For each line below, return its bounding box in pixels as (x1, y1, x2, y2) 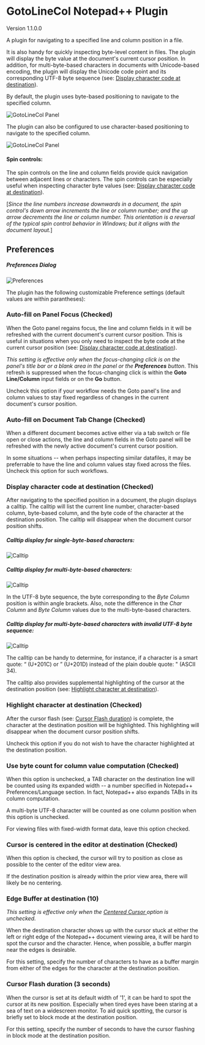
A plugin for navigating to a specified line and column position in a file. (6, 36, 184, 43)
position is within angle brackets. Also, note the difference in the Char (6, 600, 182, 607)
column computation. (6, 794, 60, 802)
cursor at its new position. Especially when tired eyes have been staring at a (6, 1000, 198, 1008)
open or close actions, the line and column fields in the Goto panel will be (6, 436, 192, 443)
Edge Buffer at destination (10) (6, 894, 99, 903)
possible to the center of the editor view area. (6, 861, 121, 868)
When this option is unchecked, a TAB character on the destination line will (6, 775, 195, 782)
